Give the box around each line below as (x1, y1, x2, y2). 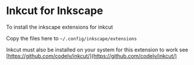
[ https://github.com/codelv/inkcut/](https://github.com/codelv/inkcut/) (6, 52, 177, 59)
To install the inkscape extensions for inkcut (6, 23, 114, 30)
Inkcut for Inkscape (6, 4, 104, 18)
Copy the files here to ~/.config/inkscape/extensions (6, 35, 137, 42)
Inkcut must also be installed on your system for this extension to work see (6, 46, 189, 53)
